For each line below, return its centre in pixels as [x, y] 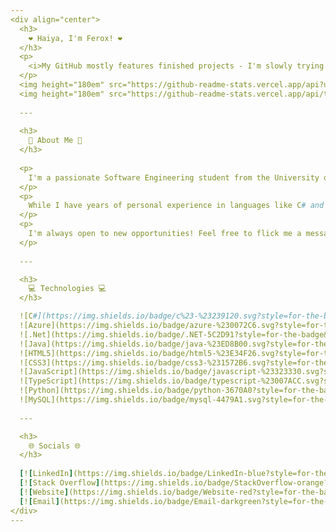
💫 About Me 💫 [55, 141]
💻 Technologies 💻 [67, 289]
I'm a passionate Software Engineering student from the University [174, 177]
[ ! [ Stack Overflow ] [60, 483]
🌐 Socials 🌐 [55, 446]
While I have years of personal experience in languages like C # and [176, 206]
